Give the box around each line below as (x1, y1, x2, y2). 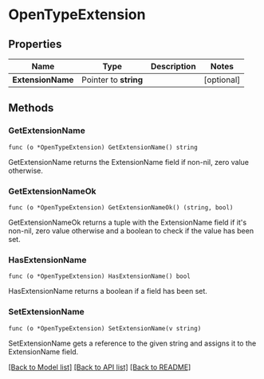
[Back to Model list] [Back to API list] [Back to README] (8, 362, 191, 372)
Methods (8, 101, 54, 115)
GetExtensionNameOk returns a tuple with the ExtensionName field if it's (8, 217, 247, 227)
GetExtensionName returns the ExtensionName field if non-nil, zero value (8, 157, 250, 166)
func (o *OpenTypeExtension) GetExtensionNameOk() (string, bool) (8, 203, 234, 212)
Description (150, 61, 197, 72)
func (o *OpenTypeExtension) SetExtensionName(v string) (8, 324, 202, 332)
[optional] (203, 74, 241, 85)
